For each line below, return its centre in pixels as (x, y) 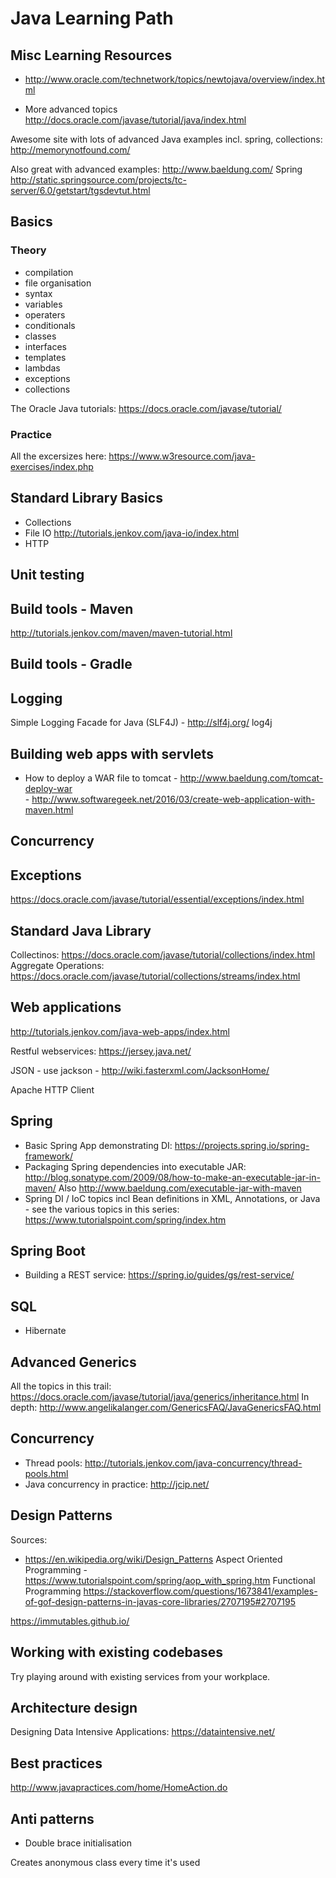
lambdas (42, 368)
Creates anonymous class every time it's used (105, 1862)
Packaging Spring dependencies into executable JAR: (135, 1166)
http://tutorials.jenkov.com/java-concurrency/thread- (193, 1463)
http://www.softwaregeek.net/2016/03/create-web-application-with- (173, 799)
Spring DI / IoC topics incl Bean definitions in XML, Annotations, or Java (172, 1198)
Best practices (56, 1763)
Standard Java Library (81, 930)
